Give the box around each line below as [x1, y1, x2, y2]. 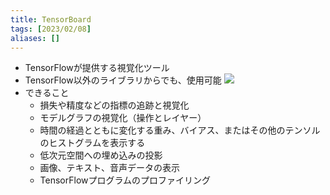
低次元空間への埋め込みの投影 [39, 149, 163, 161]
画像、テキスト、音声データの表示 [39, 162, 180, 174]
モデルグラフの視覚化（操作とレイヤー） [39, 112, 207, 124]
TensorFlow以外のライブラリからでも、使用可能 [24, 74, 222, 86]
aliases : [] [10, 33, 60, 43]
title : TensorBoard [10, 14, 92, 25]
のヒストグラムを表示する [39, 137, 146, 149]
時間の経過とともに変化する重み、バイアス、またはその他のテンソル [39, 124, 321, 136]
